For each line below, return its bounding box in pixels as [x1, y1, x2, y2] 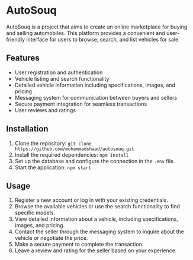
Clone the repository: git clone [14, 139, 92, 147]
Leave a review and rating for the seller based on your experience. [14, 247, 177, 254]
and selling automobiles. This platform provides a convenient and [6, 29, 166, 36]
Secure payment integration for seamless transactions [14, 100, 147, 107]
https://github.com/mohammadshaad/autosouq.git [14, 146, 134, 152]
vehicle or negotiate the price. [14, 234, 88, 242]
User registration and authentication [14, 69, 103, 76]
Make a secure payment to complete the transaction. [14, 241, 144, 248]
